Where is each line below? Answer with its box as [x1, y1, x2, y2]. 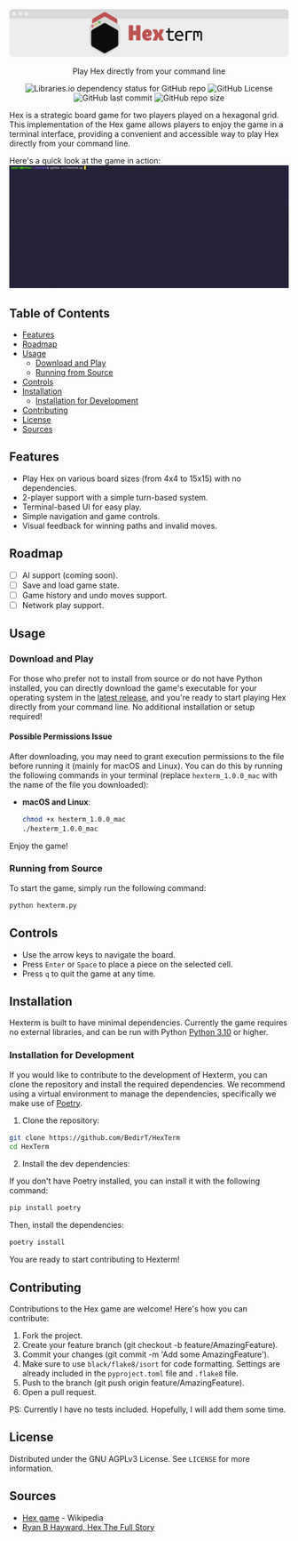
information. [9, 1463, 54, 1473]
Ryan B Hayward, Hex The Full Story [21, 1521, 155, 1532]
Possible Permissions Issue [9, 731, 113, 742]
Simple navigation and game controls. [21, 510, 161, 521]
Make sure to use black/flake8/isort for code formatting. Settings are [21, 1358, 281, 1368]
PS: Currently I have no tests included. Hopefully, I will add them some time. [9, 1404, 286, 1415]
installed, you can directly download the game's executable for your [9, 682, 257, 693]
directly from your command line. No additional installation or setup [9, 702, 255, 712]
